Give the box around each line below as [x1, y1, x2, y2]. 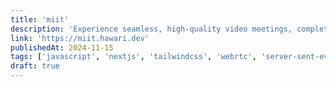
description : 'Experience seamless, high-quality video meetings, [10, 24, 293, 34]
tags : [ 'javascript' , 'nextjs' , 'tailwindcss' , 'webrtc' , [10, 52, 257, 62]
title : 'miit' [10, 14, 70, 25]
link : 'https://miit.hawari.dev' [10, 33, 150, 43]
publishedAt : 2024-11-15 [10, 42, 114, 53]
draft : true [10, 61, 60, 71]
